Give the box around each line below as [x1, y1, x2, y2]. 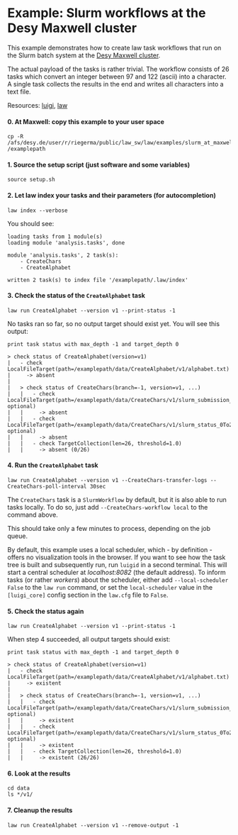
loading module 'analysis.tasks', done [7, 239, 125, 246]
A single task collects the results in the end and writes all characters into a [7, 79, 225, 88]
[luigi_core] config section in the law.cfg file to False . [7, 590, 169, 599]
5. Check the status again [7, 607, 84, 615]
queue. [7, 532, 28, 540]
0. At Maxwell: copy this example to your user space [7, 117, 165, 125]
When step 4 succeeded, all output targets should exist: [7, 635, 171, 644]
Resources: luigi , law [7, 101, 68, 109]
